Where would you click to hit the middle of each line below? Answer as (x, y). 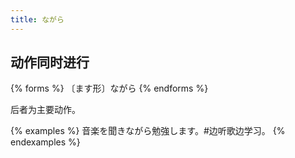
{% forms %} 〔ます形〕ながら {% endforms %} (109, 88)
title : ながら (37, 19)
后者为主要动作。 (45, 110)
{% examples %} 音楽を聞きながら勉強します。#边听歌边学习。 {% (148, 131)
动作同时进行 (50, 62)
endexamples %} (45, 142)
